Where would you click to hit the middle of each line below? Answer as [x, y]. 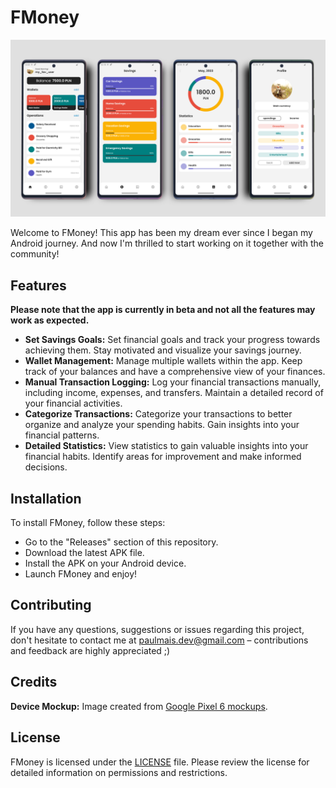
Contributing [51, 605]
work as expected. [50, 320]
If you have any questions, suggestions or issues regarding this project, [157, 629]
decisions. [46, 467]
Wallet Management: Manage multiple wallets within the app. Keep [163, 361]
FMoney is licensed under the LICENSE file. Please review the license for [160, 762]
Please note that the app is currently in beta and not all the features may [163, 310]
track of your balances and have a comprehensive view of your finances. [175, 372]
